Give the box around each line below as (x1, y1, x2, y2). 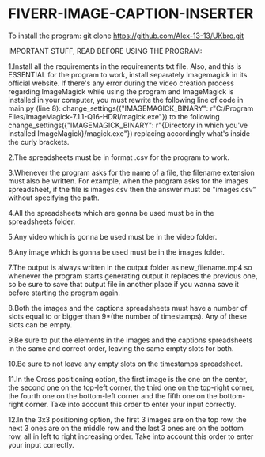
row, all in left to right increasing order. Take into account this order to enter (8, 432, 254, 441)
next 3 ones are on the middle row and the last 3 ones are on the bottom (8, 423, 244, 432)
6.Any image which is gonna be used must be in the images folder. (8, 247, 225, 257)
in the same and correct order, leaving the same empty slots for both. (8, 343, 234, 353)
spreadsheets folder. (8, 217, 76, 226)
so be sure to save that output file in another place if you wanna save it (8, 279, 239, 289)
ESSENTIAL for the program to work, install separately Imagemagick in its (8, 70, 248, 79)
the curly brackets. (8, 137, 70, 146)
